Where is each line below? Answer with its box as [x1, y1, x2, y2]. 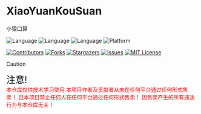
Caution [6, 60, 26, 68]
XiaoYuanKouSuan [6, 4, 102, 18]
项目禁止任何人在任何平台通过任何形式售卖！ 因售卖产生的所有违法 [28, 93, 195, 101]
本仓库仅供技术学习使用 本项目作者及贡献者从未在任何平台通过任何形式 [6, 86, 183, 93]
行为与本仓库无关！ [6, 101, 54, 108]
